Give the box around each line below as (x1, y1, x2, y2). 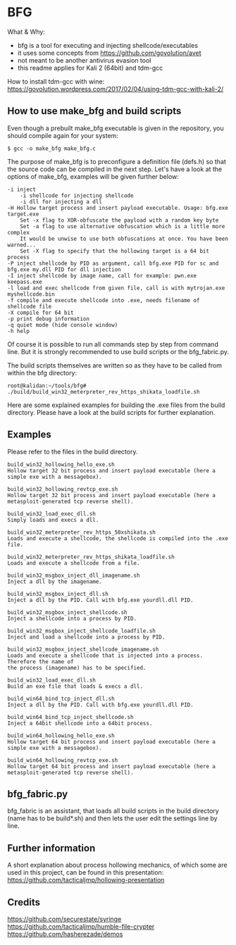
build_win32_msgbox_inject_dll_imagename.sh (7, 572, 140, 579)
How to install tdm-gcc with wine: (7, 77, 105, 85)
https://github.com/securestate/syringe (7, 915, 122, 923)
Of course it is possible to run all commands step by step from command (7, 339, 218, 349)
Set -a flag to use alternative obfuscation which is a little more (20, 223, 225, 230)
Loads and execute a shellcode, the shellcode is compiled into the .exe (7, 534, 229, 542)
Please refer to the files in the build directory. (7, 447, 138, 456)
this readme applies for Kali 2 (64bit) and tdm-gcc (17, 63, 163, 72)
